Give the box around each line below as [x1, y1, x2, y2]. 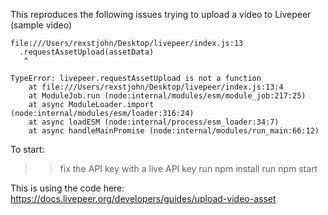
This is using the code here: [10, 182, 125, 194]
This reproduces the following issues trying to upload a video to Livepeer [10, 9, 312, 20]
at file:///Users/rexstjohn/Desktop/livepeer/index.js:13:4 [28, 82, 284, 92]
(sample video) [10, 19, 73, 31]
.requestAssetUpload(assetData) [19, 47, 155, 57]
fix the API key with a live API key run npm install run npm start [59, 163, 318, 174]
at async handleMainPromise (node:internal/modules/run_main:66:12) [28, 126, 320, 136]
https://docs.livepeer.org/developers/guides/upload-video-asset [10, 193, 277, 204]
